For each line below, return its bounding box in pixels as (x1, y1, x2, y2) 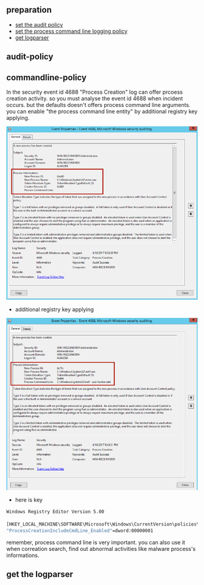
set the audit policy (15, 21, 63, 28)
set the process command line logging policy (15, 27, 127, 35)
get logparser (15, 33, 50, 41)
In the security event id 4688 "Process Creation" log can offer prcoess (6, 88, 183, 96)
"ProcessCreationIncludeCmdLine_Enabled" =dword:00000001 (6, 528, 154, 534)
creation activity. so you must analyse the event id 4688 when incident (6, 95, 183, 102)
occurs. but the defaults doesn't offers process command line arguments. (6, 102, 191, 109)
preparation (6, 5, 52, 15)
